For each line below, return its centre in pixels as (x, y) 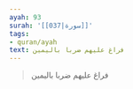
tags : (19, 33)
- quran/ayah (33, 42)
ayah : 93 (25, 17)
